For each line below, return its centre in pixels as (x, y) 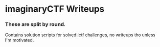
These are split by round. (35, 24)
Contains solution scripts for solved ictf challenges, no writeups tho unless (80, 35)
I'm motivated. (20, 40)
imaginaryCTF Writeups (55, 9)
